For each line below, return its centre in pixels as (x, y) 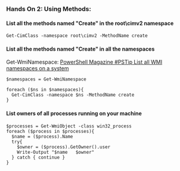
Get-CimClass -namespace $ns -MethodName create (73, 95)
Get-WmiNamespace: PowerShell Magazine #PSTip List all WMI (84, 62)
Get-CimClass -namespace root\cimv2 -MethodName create (77, 36)
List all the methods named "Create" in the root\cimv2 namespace (90, 23)
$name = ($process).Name (42, 136)
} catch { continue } (38, 157)
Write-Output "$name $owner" (56, 152)
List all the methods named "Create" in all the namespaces (80, 49)
